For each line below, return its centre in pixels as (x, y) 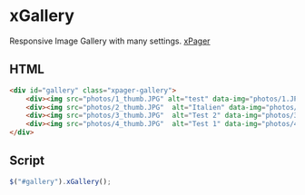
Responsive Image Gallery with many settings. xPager (110, 41)
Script (27, 161)
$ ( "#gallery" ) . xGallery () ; (60, 181)
